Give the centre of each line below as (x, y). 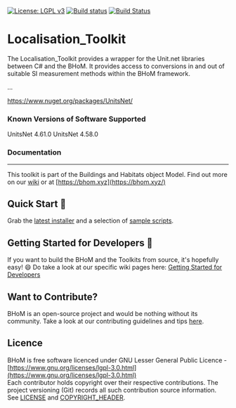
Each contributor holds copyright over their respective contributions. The (113, 382)
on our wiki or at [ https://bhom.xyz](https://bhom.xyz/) (87, 182)
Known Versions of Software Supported (77, 119)
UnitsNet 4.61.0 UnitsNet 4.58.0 (53, 134)
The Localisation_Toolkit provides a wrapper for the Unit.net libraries (106, 58)
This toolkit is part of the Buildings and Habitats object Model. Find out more (118, 174)
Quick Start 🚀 (37, 204)
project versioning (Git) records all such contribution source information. (112, 390)
